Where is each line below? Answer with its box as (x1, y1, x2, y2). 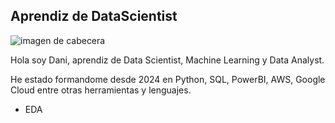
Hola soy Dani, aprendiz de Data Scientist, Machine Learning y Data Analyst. (10, 54, 325, 66)
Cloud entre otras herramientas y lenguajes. (10, 84, 192, 96)
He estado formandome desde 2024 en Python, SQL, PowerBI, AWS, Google (10, 73, 326, 85)
